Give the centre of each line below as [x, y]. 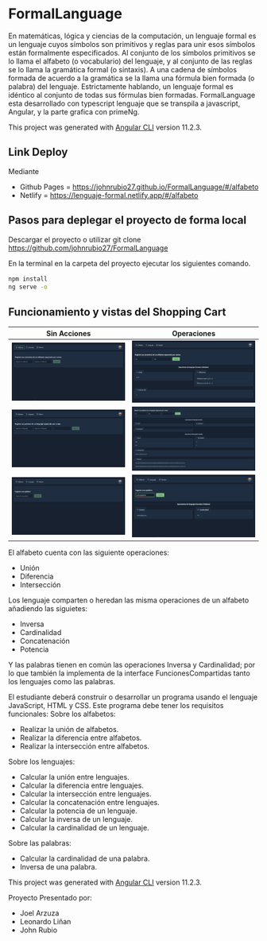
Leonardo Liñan [45, 921]
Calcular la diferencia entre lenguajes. [82, 785]
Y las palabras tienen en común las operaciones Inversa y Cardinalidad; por [132, 664]
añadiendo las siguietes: [48, 608]
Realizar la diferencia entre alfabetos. [81, 738]
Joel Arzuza [39, 913]
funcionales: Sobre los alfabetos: [62, 714]
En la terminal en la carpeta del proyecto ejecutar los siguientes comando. [130, 263]
